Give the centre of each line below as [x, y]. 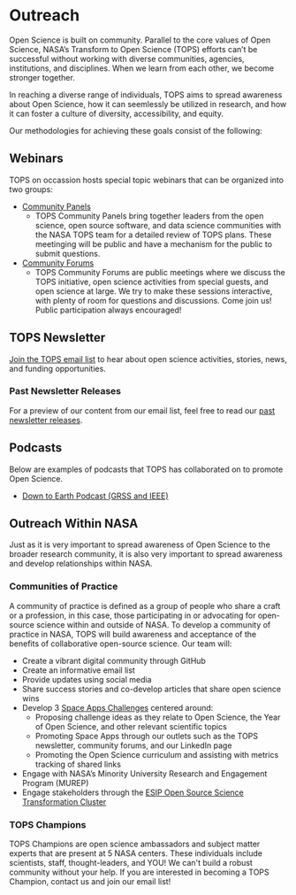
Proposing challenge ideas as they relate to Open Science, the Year [158, 717]
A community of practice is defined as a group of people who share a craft [145, 606]
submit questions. [68, 253]
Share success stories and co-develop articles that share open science [151, 689]
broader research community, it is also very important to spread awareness [146, 554]
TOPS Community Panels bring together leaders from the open [149, 216]
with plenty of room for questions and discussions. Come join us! [153, 300]
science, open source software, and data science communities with [158, 225]
